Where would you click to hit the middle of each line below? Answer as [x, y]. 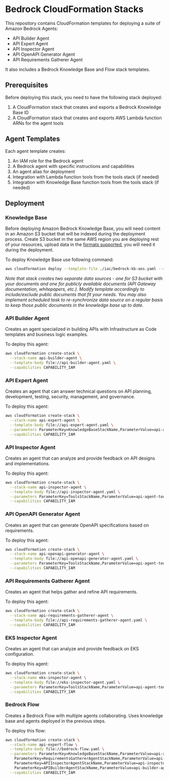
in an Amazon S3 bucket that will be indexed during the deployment [75, 234]
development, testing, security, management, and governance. [70, 397]
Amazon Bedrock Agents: [32, 28]
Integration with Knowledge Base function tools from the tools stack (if [86, 182]
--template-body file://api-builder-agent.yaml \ [63, 363]
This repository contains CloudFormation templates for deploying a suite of [83, 23]
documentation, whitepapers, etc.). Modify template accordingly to [75, 289]
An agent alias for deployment [44, 171]
